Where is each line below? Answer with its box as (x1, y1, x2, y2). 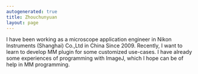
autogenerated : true (6, 8, 58, 15)
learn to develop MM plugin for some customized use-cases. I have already (6, 49, 193, 56)
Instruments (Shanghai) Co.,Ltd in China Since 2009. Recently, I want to (6, 42, 183, 49)
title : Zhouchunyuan (6, 14, 58, 20)
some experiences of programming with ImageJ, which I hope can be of (6, 54, 184, 62)
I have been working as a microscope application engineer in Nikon (6, 36, 172, 43)
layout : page (6, 20, 39, 25)
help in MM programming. (6, 61, 70, 68)
